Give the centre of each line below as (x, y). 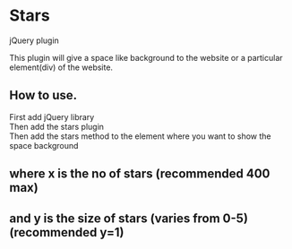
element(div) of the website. (61, 67)
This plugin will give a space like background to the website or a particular (146, 57)
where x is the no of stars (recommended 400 (140, 174)
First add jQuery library (52, 116)
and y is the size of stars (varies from (115, 218)
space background (44, 145)
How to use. (43, 95)
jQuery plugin (34, 40)
